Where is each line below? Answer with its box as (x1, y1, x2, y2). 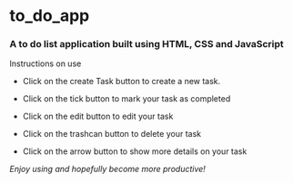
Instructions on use (9, 58, 82, 69)
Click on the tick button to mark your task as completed (22, 93, 231, 104)
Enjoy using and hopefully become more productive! (9, 164, 207, 175)
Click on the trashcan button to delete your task (22, 129, 202, 140)
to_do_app (9, 5, 90, 26)
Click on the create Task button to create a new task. (22, 76, 221, 87)
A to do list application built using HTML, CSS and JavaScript (9, 38, 284, 51)
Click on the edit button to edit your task (22, 111, 174, 122)
